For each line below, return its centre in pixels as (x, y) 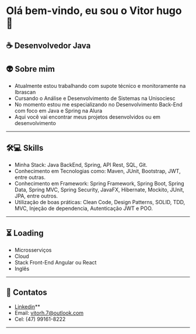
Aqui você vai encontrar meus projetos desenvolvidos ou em (87, 117)
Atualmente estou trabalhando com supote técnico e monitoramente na (100, 86)
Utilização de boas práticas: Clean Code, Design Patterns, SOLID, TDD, (100, 202)
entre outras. (30, 177)
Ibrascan (25, 92)
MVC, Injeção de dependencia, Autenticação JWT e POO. (84, 208)
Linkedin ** (27, 307)
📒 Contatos (27, 293)
